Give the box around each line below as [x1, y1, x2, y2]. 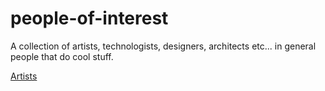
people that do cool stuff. [10, 50, 114, 62]
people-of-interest [10, 7, 169, 30]
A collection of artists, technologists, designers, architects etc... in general [10, 40, 317, 52]
